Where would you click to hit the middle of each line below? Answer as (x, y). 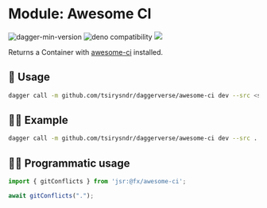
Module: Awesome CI (80, 14)
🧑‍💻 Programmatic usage (69, 163)
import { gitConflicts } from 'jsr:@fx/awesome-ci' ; (97, 182)
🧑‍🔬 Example (39, 120)
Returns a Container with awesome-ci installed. (86, 52)
